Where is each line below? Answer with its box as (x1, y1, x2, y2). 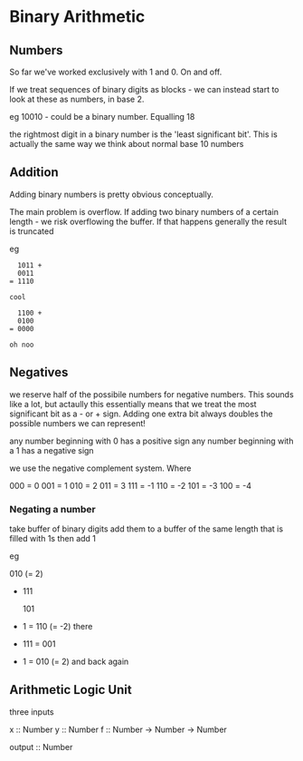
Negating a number (9, 502, 97, 515)
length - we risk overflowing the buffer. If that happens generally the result (9, 216, 288, 227)
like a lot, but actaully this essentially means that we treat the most (9, 398, 257, 409)
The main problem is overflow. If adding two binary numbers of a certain (9, 206, 279, 217)
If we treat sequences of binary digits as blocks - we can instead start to (9, 84, 279, 94)
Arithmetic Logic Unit (9, 682, 133, 698)
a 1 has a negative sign (9, 444, 94, 455)
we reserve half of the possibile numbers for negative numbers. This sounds (9, 388, 294, 400)
